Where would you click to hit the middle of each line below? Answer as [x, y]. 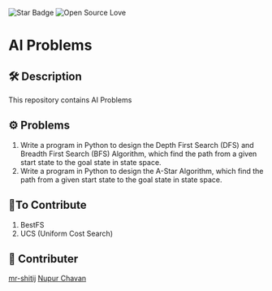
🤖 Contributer [43, 259]
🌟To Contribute [47, 205]
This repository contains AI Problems [70, 100]
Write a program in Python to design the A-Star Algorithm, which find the [142, 171]
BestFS [32, 224]
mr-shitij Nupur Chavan [47, 278]
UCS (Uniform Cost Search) [67, 233]
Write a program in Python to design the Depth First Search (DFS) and [137, 145]
